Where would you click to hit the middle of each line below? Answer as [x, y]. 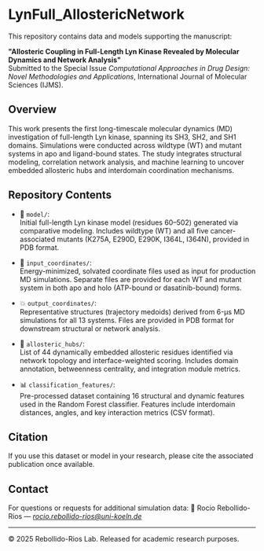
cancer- [223, 230]
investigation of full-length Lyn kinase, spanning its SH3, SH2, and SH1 [122, 137]
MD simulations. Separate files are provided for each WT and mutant [130, 279]
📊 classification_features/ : [67, 384]
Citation [28, 437]
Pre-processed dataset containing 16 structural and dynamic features [132, 395]
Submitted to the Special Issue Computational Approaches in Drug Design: [129, 68]
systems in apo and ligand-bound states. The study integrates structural [125, 153]
